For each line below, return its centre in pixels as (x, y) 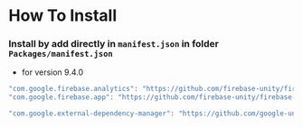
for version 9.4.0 (52, 72)
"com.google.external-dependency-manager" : (92, 113)
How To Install (63, 16)
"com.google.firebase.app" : (62, 97)
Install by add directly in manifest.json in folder (114, 44)
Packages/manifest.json (61, 54)
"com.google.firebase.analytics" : (74, 89)
